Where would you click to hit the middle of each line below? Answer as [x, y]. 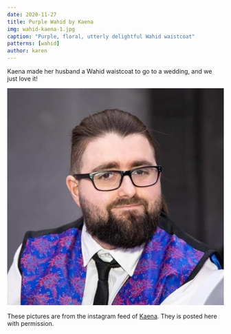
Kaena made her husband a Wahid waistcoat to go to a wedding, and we [110, 71]
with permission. [31, 323]
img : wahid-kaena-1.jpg [41, 29]
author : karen [27, 51]
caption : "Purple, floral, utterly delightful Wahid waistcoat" [101, 36]
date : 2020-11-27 [32, 14]
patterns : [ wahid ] [33, 44]
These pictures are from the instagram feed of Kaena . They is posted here [112, 316]
